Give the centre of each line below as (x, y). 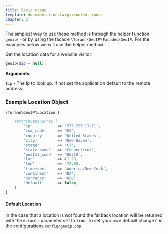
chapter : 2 (17, 19)
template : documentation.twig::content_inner (54, 15)
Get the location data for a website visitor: (49, 54)
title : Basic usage (26, 10)
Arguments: (18, 74)
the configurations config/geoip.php (43, 226)
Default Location (23, 204)
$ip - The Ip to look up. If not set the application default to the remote (78, 83)
